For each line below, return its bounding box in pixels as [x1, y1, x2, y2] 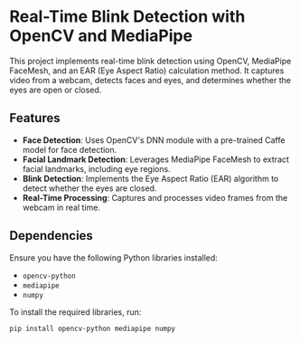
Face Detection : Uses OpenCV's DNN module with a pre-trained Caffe [22, 134, 286, 146]
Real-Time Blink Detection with [9, 6, 246, 27]
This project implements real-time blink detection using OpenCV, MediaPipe [9, 55, 292, 66]
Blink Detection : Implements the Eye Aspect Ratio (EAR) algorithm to [22, 173, 279, 184]
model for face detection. [22, 144, 117, 155]
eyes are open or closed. [9, 84, 102, 95]
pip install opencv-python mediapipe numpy [9, 324, 176, 333]
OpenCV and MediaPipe [9, 25, 192, 46]
